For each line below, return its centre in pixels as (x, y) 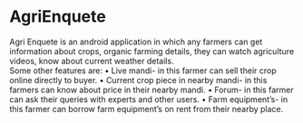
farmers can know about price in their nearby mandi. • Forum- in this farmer (151, 90)
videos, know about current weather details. (92, 61)
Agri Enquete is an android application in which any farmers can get (136, 42)
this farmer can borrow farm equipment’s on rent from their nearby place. (147, 109)
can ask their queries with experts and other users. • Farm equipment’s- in (149, 99)
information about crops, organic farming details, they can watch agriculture (152, 51)
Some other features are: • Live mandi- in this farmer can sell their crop (143, 71)
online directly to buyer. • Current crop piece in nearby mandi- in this (138, 80)
